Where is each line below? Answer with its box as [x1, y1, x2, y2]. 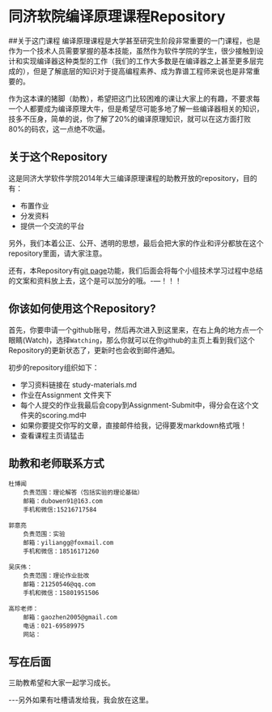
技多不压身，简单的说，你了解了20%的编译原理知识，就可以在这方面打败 [8, 114, 252, 123]
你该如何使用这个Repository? [8, 302, 156, 316]
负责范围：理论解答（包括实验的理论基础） [23, 489, 144, 497]
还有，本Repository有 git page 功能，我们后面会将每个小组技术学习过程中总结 [8, 265, 263, 275]
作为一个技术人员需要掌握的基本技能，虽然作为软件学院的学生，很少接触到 [8, 45, 257, 55]
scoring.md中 [41, 410, 87, 420]
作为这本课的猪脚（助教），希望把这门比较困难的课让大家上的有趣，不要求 [8, 93, 253, 103]
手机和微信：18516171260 [23, 547, 100, 556]
